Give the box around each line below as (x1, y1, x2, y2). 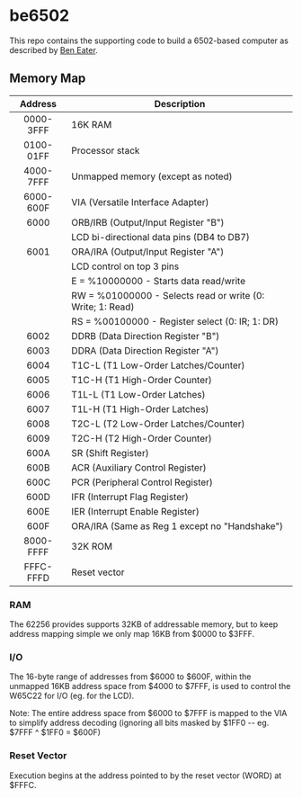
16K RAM (71, 118, 112, 130)
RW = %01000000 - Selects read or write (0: (71, 289, 265, 301)
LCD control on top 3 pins (71, 260, 180, 273)
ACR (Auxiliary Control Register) (71, 461, 207, 473)
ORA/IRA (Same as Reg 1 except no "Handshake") (71, 519, 284, 532)
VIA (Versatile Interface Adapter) (71, 195, 209, 208)
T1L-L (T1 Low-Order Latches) (71, 388, 206, 400)
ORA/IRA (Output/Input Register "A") (71, 245, 225, 257)
